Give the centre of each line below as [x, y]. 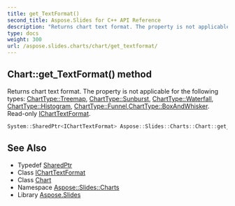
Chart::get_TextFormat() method [80, 74]
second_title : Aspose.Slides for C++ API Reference [84, 20]
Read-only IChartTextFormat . [49, 113]
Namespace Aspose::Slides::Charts [68, 187]
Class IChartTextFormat [51, 172]
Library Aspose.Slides [49, 194]
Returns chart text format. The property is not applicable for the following [113, 91]
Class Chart [34, 179]
